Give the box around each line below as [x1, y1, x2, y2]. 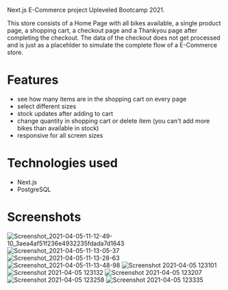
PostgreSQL [16, 185, 51, 193]
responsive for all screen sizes [16, 131, 103, 139]
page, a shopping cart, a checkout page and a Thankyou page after [7, 27, 198, 34]
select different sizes [16, 102, 77, 110]
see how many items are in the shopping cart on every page [16, 95, 187, 103]
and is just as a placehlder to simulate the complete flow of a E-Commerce [7, 41, 218, 49]
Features [7, 72, 59, 88]
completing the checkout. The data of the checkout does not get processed [7, 34, 220, 42]
